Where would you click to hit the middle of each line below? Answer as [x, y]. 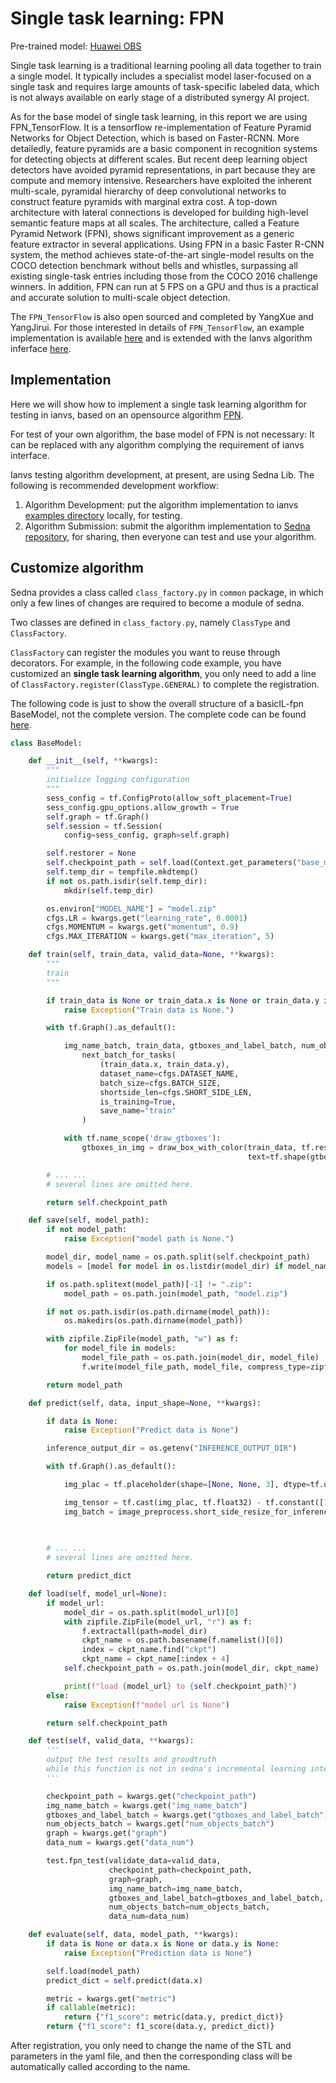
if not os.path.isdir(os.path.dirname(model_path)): [158, 1312]
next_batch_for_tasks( [129, 1055]
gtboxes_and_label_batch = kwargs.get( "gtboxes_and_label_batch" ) [187, 1815]
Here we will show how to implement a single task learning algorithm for [158, 404]
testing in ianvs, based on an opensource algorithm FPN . [127, 414]
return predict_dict [89, 1576]
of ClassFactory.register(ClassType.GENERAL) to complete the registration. [165, 684]
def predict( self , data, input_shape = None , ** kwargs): [145, 1403]
